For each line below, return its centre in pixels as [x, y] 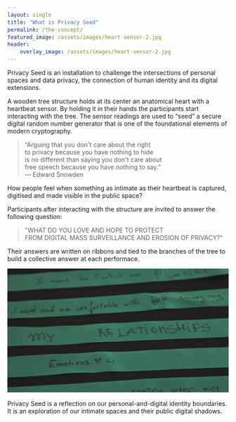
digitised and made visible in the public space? [75, 196]
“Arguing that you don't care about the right [87, 145]
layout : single [29, 15]
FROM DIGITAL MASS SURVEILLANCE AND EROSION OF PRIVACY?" [124, 238]
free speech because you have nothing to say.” [93, 167]
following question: [35, 217]
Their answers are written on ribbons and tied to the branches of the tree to [117, 251]
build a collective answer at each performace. [73, 259]
